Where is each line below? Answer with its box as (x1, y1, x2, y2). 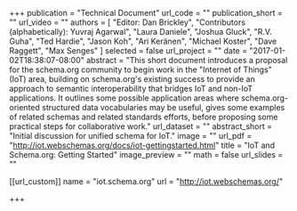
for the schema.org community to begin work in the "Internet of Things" (9, 64, 273, 75)
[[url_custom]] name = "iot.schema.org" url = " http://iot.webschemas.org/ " (9, 176, 284, 186)
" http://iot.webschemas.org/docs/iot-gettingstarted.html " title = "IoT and (9, 140, 276, 150)
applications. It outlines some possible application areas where (9, 93, 240, 103)
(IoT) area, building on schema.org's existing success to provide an (9, 74, 255, 84)
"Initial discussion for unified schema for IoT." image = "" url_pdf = (9, 131, 253, 141)
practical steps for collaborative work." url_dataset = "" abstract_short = (9, 121, 273, 132)
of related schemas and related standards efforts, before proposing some (9, 111, 278, 122)
